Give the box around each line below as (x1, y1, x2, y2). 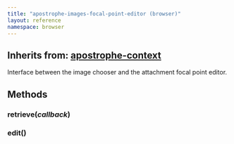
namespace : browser (7, 23, 65, 30)
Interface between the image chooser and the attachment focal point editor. (7, 68, 228, 77)
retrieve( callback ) (7, 110, 70, 119)
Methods (7, 89, 48, 100)
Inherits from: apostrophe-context (7, 49, 161, 61)
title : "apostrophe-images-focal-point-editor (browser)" (7, 10, 181, 18)
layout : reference (7, 17, 61, 24)
